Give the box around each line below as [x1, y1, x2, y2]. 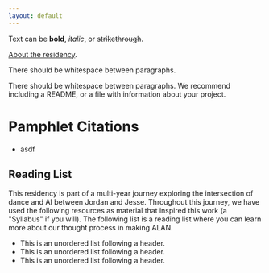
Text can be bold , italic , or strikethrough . [8, 34, 143, 43]
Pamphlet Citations [8, 118, 139, 135]
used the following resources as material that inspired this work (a [8, 206, 227, 216]
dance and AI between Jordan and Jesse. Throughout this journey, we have [8, 197, 260, 207]
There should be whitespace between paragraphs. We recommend [8, 81, 231, 90]
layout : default [8, 11, 63, 20]
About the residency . [8, 49, 78, 59]
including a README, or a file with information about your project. [8, 89, 226, 99]
